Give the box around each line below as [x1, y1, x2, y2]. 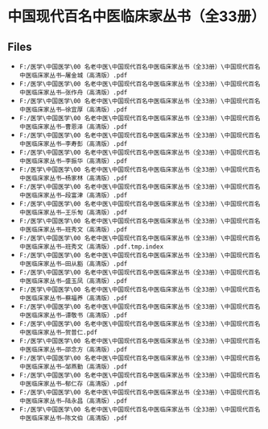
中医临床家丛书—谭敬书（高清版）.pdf [19, 311, 128, 319]
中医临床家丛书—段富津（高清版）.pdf [19, 191, 128, 199]
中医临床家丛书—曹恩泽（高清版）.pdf [19, 123, 128, 131]
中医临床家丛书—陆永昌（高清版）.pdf [19, 397, 128, 405]
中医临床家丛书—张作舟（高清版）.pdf [19, 89, 128, 97]
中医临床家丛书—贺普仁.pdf [19, 328, 98, 336]
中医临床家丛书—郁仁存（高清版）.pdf [19, 380, 128, 388]
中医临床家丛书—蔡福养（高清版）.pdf [19, 294, 128, 302]
